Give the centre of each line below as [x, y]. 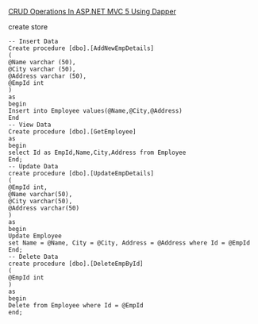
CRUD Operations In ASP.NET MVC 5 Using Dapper [92, 12]
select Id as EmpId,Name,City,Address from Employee [97, 152]
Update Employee [35, 236]
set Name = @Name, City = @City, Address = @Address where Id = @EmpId [129, 243]
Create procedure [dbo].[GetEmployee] [72, 132]
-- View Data [30, 125]
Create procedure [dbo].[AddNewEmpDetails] [81, 48]
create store [28, 27]
